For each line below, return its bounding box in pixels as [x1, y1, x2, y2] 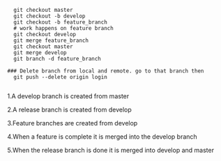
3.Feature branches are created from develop [7, 119, 138, 127]
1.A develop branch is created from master [7, 92, 130, 100]
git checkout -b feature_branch [13, 19, 108, 26]
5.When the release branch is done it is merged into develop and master [7, 146, 215, 154]
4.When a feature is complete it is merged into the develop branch [7, 132, 197, 141]
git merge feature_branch [13, 37, 89, 44]
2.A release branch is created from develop [7, 105, 132, 114]
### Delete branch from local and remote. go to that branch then [7, 68, 204, 75]
